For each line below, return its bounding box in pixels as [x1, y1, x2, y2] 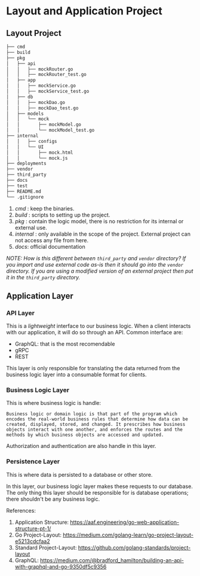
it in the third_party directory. [6, 273, 81, 281]
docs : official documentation [14, 243, 85, 250]
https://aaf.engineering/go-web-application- [70, 519, 180, 526]
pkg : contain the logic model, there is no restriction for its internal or [14, 217, 184, 225]
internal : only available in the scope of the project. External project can [14, 230, 191, 237]
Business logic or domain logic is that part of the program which [6, 411, 178, 417]
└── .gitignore [6, 194, 44, 200]
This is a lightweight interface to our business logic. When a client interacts [6, 322, 191, 330]
